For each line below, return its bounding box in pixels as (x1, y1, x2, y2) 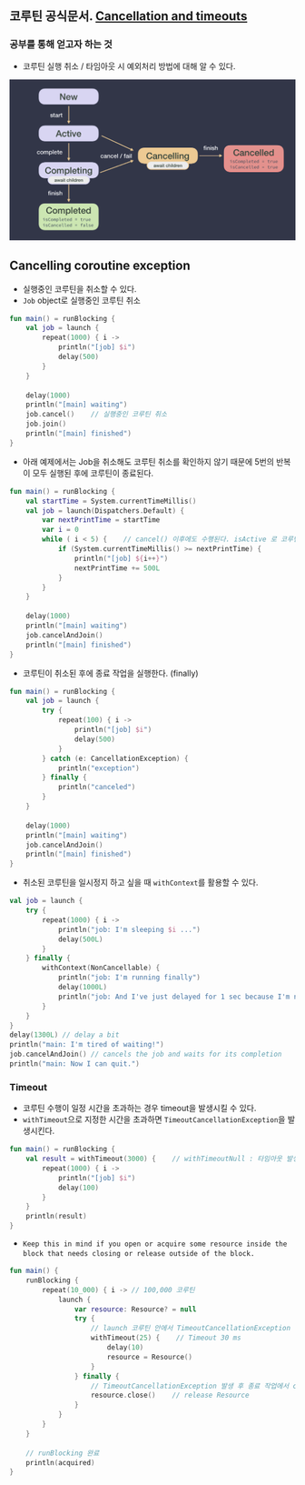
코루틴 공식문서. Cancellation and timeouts (9, 8, 248, 25)
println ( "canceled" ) (57, 783, 136, 792)
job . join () (25, 419, 67, 429)
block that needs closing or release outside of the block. (22, 1249, 255, 1259)
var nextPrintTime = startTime (42, 516, 161, 525)
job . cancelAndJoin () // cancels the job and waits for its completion (9, 1049, 282, 1059)
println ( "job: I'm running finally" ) (57, 973, 202, 982)
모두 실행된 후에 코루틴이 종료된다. (32, 467, 154, 478)
